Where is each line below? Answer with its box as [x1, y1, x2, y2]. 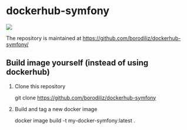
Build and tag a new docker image [14, 105, 98, 112]
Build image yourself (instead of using [6, 58, 149, 68]
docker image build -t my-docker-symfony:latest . [14, 116, 135, 124]
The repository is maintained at [6, 34, 82, 42]
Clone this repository [14, 82, 66, 89]
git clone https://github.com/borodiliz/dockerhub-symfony [14, 94, 156, 101]
